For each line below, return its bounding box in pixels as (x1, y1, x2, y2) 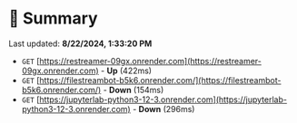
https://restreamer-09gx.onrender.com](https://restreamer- (39, 55, 262, 66)
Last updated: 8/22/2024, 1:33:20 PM (8, 38, 153, 49)
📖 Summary (8, 8, 98, 29)
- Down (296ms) (132, 103, 195, 114)
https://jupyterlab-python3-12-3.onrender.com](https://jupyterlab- (39, 94, 288, 105)
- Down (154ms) (103, 84, 164, 95)
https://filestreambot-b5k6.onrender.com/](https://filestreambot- (39, 74, 282, 85)
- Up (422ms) (100, 65, 152, 76)
